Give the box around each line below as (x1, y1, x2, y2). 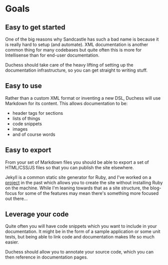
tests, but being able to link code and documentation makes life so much (5, 234, 155, 240)
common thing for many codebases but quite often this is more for (5, 47, 142, 53)
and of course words (12, 131, 55, 137)
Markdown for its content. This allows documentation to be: (5, 100, 128, 106)
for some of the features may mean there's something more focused (17, 190, 159, 196)
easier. (5, 239, 19, 245)
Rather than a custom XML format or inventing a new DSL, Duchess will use (5, 95, 161, 101)
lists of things (12, 115, 40, 121)
